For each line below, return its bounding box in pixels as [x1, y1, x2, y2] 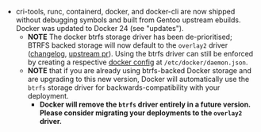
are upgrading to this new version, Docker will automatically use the [27, 75, 250, 83]
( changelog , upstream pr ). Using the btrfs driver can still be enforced [27, 49, 254, 58]
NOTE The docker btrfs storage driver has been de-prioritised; [27, 32, 232, 41]
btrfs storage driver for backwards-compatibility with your [27, 83, 221, 92]
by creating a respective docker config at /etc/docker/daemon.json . [27, 57, 248, 67]
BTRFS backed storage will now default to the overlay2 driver [27, 41, 228, 50]
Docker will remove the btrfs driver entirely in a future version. [39, 99, 251, 109]
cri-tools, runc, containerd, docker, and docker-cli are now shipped [15, 7, 236, 16]
